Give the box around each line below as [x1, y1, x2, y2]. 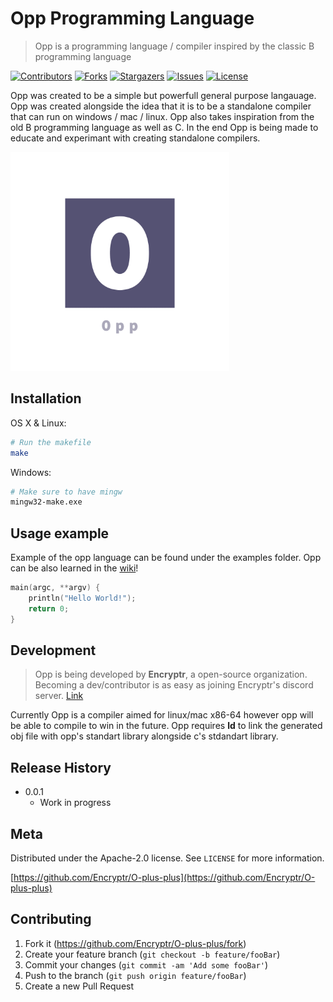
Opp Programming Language [10, 7, 255, 30]
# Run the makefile [10, 437, 92, 447]
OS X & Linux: [10, 417, 67, 429]
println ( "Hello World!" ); [28, 593, 137, 603]
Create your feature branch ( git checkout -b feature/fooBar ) [24, 948, 281, 960]
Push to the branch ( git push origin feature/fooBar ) [24, 969, 247, 981]
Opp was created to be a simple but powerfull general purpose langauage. [10, 89, 317, 101]
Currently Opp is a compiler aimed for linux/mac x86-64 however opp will [10, 709, 314, 721]
